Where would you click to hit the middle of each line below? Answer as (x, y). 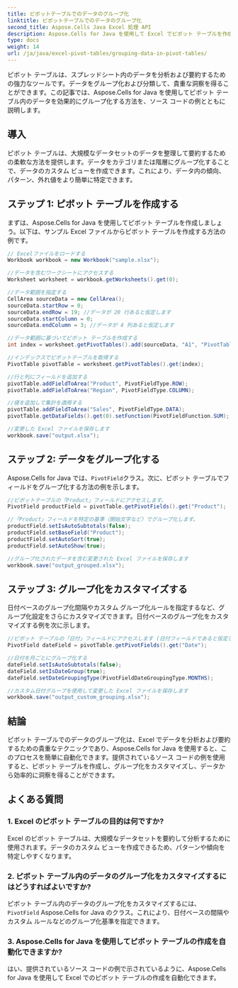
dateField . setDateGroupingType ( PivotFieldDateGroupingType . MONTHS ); (110, 678)
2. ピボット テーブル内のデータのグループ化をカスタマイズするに (117, 876)
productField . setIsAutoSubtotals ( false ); (69, 526)
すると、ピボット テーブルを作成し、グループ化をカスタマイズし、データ (113, 766)
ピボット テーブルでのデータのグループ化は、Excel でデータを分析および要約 (119, 740)
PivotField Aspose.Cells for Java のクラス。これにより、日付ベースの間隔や (118, 913)
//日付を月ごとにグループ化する (47, 658)
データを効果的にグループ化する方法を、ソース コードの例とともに (129, 101)
